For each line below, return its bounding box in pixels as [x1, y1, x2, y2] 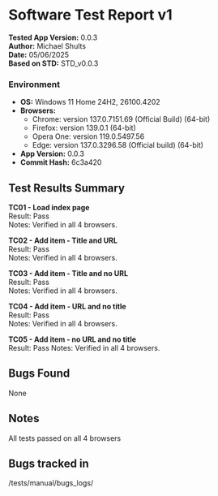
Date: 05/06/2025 [8, 50, 70, 59]
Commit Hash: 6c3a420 [19, 157, 102, 167]
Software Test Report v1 [8, 6, 173, 24]
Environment [8, 79, 61, 90]
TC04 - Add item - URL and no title [8, 302, 127, 312]
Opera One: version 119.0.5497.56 [32, 132, 145, 141]
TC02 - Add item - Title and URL [8, 235, 118, 245]
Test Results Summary [8, 181, 126, 195]
